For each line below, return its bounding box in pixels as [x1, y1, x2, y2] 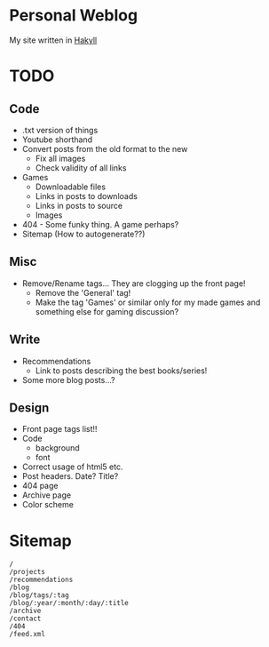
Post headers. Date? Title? [21, 471, 119, 482]
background [35, 443, 80, 453]
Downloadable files [35, 181, 107, 192]
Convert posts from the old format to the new [21, 143, 188, 154]
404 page [21, 481, 59, 491]
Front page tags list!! [21, 424, 98, 435]
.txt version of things [21, 124, 99, 135]
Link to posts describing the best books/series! [35, 365, 208, 376]
